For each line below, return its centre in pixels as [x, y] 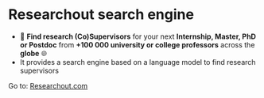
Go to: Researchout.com [48, 85]
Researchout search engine [101, 15]
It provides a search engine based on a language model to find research [138, 62]
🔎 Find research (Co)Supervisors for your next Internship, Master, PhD [138, 36]
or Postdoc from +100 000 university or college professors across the [137, 44]
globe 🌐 [33, 53]
